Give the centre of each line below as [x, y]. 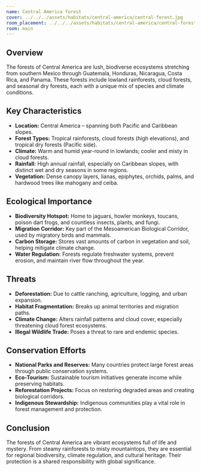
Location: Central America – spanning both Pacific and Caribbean [96, 126]
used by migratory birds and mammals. [63, 235]
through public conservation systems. [62, 371]
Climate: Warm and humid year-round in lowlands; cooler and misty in [101, 151]
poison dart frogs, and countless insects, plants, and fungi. [87, 222]
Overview [25, 52]
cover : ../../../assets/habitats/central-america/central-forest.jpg [95, 17]
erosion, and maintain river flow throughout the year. [80, 260]
